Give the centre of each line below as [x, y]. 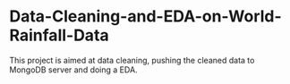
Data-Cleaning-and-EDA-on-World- [145, 17]
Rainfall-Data [59, 35]
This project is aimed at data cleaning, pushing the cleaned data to [132, 60]
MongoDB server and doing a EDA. [73, 70]
